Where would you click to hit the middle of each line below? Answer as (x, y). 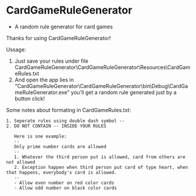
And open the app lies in (44, 80)
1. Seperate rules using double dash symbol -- (66, 121)
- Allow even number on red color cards (64, 183)
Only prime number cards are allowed (60, 146)
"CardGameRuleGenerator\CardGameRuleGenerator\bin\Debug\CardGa (101, 86)
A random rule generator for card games (64, 27)
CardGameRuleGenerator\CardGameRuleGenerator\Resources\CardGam (102, 67)
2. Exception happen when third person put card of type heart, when (101, 167)
